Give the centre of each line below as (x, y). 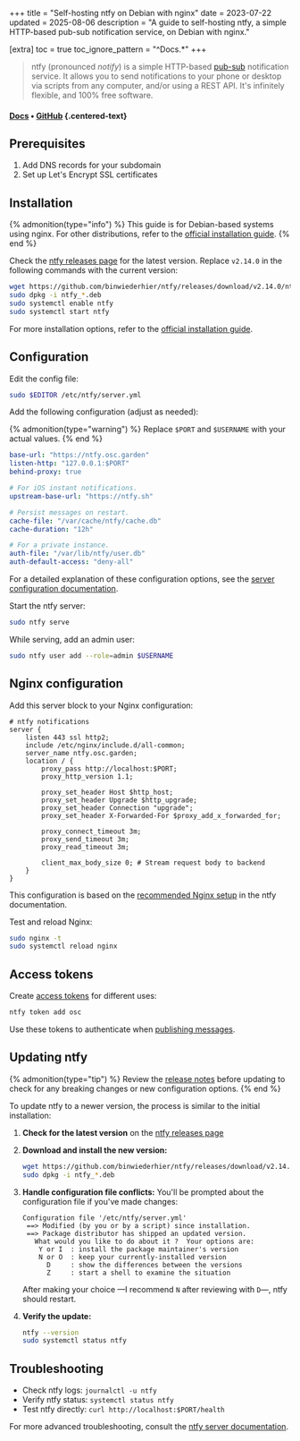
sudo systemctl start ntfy (59, 311)
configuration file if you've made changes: (100, 1201)
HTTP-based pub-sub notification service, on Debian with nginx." (129, 32)
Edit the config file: (44, 379)
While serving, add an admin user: (72, 639)
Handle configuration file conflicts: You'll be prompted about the (143, 1192)
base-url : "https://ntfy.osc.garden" (79, 456)
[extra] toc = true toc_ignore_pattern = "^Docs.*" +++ (108, 49)
